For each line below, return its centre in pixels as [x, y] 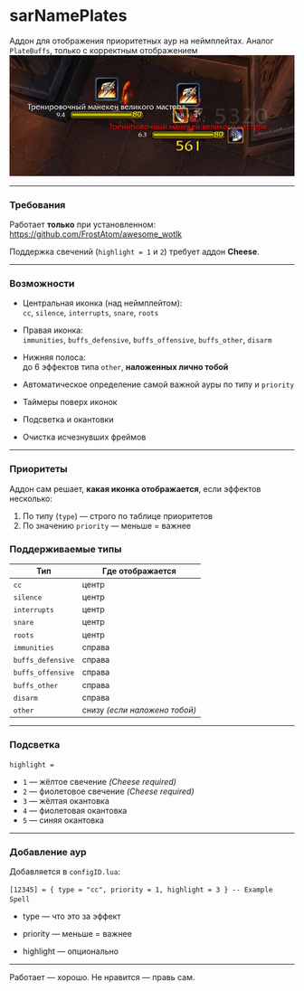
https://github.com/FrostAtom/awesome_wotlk [96, 234]
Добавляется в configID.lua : [65, 872]
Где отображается [139, 571]
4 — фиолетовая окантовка [75, 811]
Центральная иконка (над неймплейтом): [102, 303]
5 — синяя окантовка [63, 820]
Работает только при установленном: [83, 225]
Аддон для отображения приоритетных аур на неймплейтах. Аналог [142, 41]
